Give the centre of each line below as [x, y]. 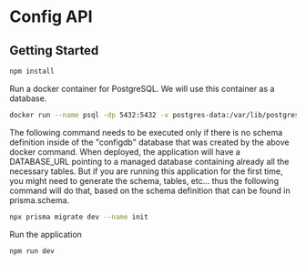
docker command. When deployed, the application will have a [125, 151]
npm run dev [32, 251]
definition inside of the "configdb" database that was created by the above [149, 142]
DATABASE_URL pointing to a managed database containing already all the [149, 161]
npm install [32, 71]
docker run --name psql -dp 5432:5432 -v [89, 115]
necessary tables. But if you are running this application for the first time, [146, 171]
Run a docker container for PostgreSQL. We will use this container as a [142, 88]
